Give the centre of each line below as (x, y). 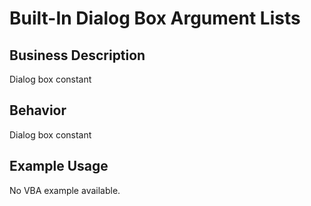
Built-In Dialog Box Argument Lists (155, 18)
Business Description (77, 55)
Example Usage (59, 166)
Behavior (38, 110)
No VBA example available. (65, 190)
